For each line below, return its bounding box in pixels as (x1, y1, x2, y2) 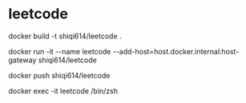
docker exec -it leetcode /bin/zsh (8, 85, 119, 96)
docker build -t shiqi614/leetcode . (8, 31, 122, 41)
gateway (8, 55, 37, 65)
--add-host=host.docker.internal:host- (112, 46, 240, 56)
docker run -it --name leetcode (8, 46, 111, 56)
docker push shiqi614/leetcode (8, 70, 111, 80)
